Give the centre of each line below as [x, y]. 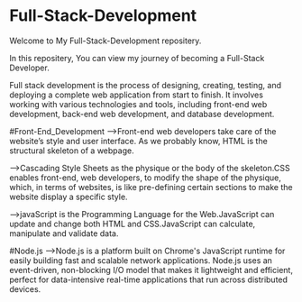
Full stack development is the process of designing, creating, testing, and [146, 85]
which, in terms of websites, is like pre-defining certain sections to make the [151, 187]
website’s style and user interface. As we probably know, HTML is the [138, 141]
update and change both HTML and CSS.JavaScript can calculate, [133, 224]
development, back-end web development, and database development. [142, 114]
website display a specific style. [69, 197]
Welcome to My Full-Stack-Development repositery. [105, 41]
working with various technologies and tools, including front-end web [138, 104]
